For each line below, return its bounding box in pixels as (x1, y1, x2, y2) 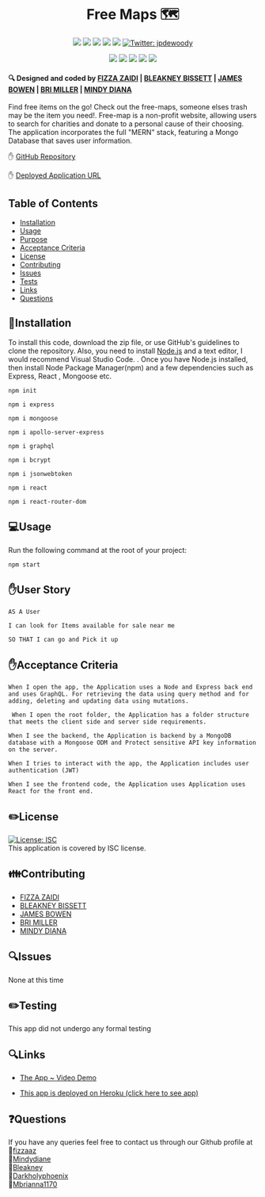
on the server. (8, 746, 59, 754)
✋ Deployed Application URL (8, 171, 101, 180)
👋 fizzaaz (8, 1146, 37, 1156)
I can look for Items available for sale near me (8, 622, 176, 630)
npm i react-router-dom (8, 497, 87, 505)
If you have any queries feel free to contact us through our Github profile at (8, 1138, 253, 1147)
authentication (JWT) (8, 766, 80, 775)
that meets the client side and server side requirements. (8, 718, 207, 726)
